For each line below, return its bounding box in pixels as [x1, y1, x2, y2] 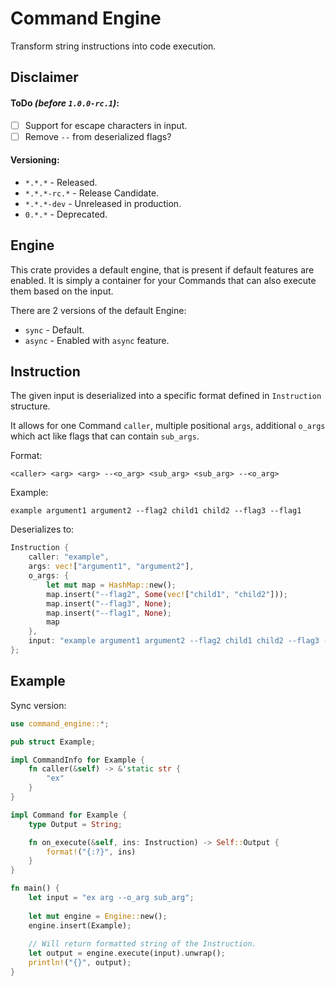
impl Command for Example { [10, 810, 128, 820]
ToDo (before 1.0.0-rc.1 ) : [10, 97, 120, 109]
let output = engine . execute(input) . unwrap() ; [28, 948, 226, 959]
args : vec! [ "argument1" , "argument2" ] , [28, 562, 195, 572]
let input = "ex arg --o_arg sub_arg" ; [28, 893, 195, 903]
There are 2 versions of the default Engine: [10, 304, 187, 316]
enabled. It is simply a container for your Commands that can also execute [10, 274, 317, 286]
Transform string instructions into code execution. [10, 40, 217, 52]
